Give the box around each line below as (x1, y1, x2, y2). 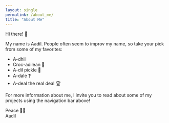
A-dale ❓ (12, 72, 31, 79)
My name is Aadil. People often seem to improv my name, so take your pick (5, 41, 164, 47)
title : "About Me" (5, 17, 45, 22)
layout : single (5, 7, 38, 13)
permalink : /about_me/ (5, 12, 54, 17)
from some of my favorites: (5, 46, 62, 53)
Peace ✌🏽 (5, 108, 26, 114)
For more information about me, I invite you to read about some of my (5, 92, 152, 99)
